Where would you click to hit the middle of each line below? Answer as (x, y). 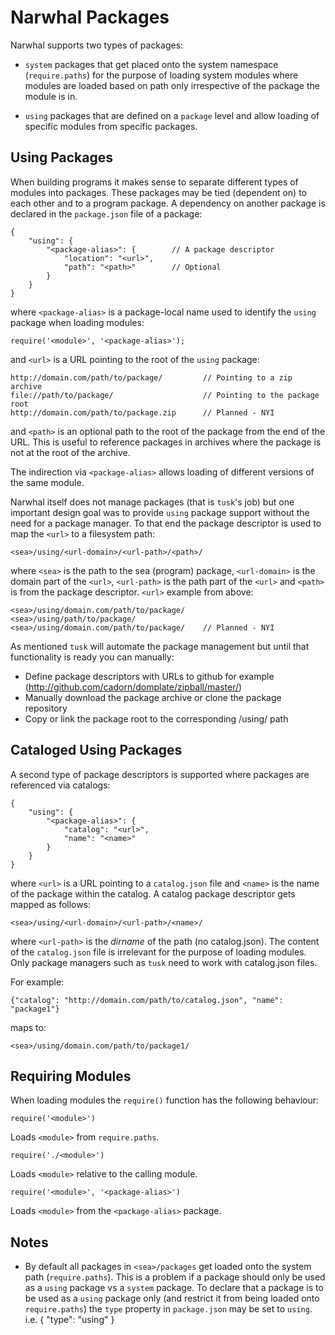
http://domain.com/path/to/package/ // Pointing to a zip (151, 377)
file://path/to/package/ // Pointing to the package (165, 395)
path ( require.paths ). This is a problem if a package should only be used (175, 1277)
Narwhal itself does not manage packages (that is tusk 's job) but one (152, 502)
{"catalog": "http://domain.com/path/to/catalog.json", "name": (147, 1000)
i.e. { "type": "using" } (69, 1320)
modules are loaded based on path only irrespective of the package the (172, 85)
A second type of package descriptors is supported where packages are (160, 774)
